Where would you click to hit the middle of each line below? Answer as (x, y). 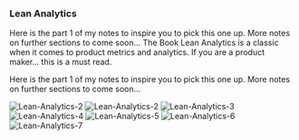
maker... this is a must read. (61, 62)
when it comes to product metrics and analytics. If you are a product (137, 52)
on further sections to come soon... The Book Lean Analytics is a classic (144, 42)
